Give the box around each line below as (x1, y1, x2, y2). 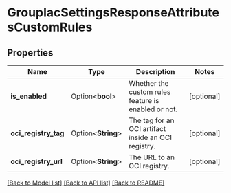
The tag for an (129, 115, 175, 125)
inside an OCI (129, 133, 173, 142)
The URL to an (129, 152, 175, 162)
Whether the (129, 79, 169, 88)
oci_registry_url (10, 157, 63, 166)
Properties (7, 47, 54, 58)
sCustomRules (7, 19, 93, 35)
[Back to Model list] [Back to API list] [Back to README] (7, 179, 165, 187)
